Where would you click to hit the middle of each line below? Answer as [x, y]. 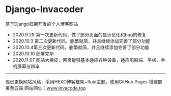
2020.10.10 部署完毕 [33, 54]
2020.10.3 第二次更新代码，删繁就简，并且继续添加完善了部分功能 [81, 41]
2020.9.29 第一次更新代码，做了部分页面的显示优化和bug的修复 [79, 34]
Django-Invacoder [45, 9]
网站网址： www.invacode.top [55, 88]
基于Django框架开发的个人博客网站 [42, 24]
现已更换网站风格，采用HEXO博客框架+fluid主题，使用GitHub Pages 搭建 [82, 81]
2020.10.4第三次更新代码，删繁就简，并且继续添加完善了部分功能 [81, 47]
